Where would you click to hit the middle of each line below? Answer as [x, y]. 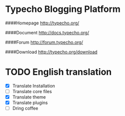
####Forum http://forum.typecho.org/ [44, 42]
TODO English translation [59, 72]
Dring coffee [25, 109]
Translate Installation [34, 86]
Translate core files [32, 91]
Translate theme [29, 97]
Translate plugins [30, 103]
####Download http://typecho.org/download [51, 52]
